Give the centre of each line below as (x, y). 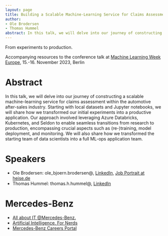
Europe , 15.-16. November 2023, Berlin (45, 62)
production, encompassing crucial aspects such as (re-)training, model (78, 128)
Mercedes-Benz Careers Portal (44, 228)
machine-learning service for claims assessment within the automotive (78, 101)
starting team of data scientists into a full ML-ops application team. (74, 138)
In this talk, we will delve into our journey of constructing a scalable (74, 96)
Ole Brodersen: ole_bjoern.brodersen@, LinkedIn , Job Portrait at (78, 172)
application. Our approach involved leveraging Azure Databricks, (72, 117)
